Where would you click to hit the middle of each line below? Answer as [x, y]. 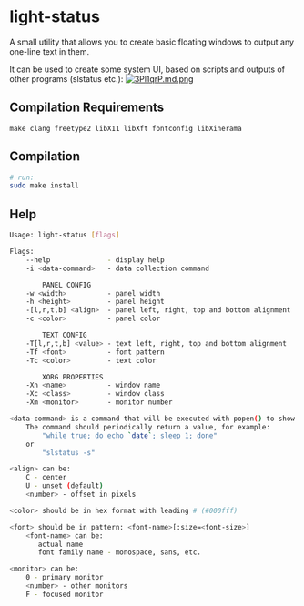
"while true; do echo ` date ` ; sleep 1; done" [130, 435]
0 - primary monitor [65, 578]
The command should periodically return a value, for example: [148, 427]
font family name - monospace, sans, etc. [120, 552]
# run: [22, 177]
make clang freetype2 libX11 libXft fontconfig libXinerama [126, 128]
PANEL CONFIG [67, 285]
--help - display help [96, 260]
